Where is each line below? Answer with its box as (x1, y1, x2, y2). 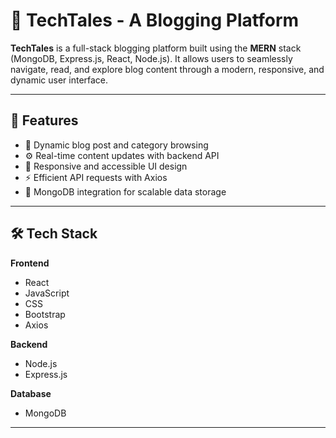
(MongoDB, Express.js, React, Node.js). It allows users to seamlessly (10, 52, 293, 64)
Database (10, 387, 52, 399)
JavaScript (24, 287, 70, 299)
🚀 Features (10, 112, 79, 129)
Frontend (10, 257, 50, 269)
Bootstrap (24, 308, 66, 320)
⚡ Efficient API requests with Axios (24, 171, 168, 183)
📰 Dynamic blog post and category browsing (24, 139, 209, 151)
